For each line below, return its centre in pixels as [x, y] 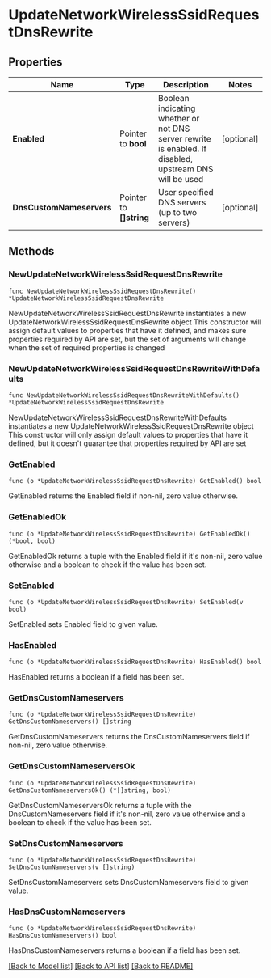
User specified [186, 192]
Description [186, 85]
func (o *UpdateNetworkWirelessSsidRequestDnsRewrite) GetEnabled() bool [135, 481]
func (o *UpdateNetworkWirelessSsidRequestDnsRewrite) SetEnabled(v [126, 602]
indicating [177, 108]
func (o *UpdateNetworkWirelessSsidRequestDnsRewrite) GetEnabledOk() [129, 534]
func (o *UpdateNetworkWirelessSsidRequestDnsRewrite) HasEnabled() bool [135, 662]
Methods [31, 251]
